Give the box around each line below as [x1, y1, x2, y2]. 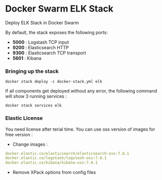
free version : [5, 131, 33, 137]
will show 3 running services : [5, 94, 67, 100]
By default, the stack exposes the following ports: [5, 29, 108, 35]
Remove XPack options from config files [12, 169, 96, 175]
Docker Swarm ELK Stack [5, 3, 114, 15]
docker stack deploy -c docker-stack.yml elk [5, 79, 102, 84]
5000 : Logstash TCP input [12, 39, 69, 45]
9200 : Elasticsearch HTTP [12, 44, 69, 50]
